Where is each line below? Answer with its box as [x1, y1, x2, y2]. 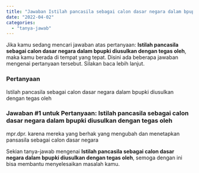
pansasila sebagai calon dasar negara [6, 136, 99, 143]
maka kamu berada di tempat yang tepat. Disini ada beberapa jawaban [6, 54, 179, 61]
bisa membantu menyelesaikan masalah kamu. [6, 160, 120, 167]
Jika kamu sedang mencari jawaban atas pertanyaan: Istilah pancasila [6, 41, 179, 48]
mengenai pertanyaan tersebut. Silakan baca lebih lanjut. [6, 60, 145, 67]
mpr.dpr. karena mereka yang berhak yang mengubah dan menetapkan [6, 130, 180, 137]
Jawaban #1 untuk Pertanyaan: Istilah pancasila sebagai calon [6, 109, 189, 117]
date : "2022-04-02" [6, 14, 54, 20]
